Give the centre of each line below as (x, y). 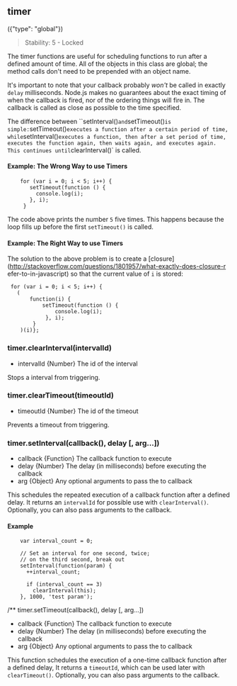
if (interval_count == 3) (64, 585)
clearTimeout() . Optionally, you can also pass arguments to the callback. (114, 675)
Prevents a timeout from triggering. (58, 424)
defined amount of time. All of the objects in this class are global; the (108, 64)
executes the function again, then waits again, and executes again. (112, 143)
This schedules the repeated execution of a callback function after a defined (118, 495)
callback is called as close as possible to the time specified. (94, 107)
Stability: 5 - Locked (54, 43)
